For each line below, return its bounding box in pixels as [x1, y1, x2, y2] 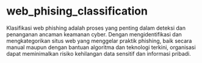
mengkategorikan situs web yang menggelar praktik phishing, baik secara [6, 37, 192, 44]
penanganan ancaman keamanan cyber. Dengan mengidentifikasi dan [6, 30, 182, 38]
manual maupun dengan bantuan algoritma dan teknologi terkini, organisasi [6, 44, 197, 51]
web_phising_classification [6, 4, 148, 18]
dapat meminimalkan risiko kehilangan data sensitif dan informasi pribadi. [6, 50, 191, 57]
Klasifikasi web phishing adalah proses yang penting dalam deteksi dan [6, 24, 186, 31]
